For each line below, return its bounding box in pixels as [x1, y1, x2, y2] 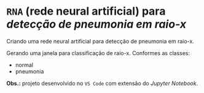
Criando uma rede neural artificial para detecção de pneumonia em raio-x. [6, 37, 195, 45]
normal [15, 61, 34, 69]
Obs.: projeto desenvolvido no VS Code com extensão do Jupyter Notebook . [6, 80, 198, 87]
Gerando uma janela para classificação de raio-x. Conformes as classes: [6, 49, 190, 56]
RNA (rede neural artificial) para [6, 4, 166, 18]
